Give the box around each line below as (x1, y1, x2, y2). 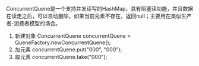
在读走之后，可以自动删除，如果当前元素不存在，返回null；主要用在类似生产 (6, 12, 192, 19)
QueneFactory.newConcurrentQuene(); (14, 39, 111, 46)
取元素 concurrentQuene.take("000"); (14, 54, 108, 60)
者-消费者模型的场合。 (6, 20, 61, 27)
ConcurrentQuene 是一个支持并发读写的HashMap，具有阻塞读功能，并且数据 (6, 5, 194, 12)
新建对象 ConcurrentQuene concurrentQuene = (14, 32, 131, 39)
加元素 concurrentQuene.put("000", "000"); (14, 46, 122, 53)
